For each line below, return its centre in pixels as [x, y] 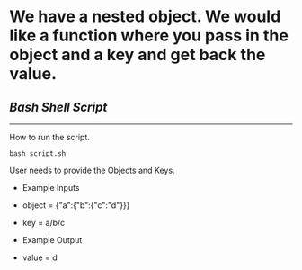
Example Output [52, 240]
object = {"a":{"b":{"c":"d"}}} [76, 205]
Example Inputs [51, 188]
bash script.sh [38, 154]
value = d [40, 257]
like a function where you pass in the [149, 36]
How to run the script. [49, 137]
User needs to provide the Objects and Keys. [92, 170]
